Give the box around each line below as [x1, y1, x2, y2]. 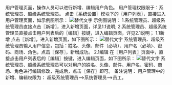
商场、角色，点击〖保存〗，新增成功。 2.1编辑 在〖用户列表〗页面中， [14, 49, 159, 55]
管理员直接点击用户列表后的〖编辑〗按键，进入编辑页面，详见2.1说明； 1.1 [5, 30, 160, 36]
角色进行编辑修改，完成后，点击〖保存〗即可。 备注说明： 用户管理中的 [14, 68, 165, 74]
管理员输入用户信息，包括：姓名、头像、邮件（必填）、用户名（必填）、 [9, 43, 158, 48]
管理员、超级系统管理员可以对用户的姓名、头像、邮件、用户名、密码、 [9, 62, 158, 68]
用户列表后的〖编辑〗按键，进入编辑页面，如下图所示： [18, 55, 136, 61]
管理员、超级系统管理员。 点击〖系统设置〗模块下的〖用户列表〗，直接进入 [9, 11, 166, 17]
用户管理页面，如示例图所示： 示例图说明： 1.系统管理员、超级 [5, 17, 161, 23]
